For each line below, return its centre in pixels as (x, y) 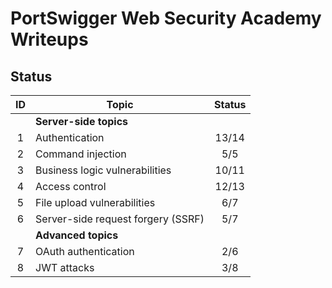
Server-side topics (82, 121)
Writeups (49, 39)
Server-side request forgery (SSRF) (120, 219)
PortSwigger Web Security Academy (166, 18)
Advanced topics (77, 235)
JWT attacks (65, 267)
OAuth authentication (85, 251)
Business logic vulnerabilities (103, 170)
